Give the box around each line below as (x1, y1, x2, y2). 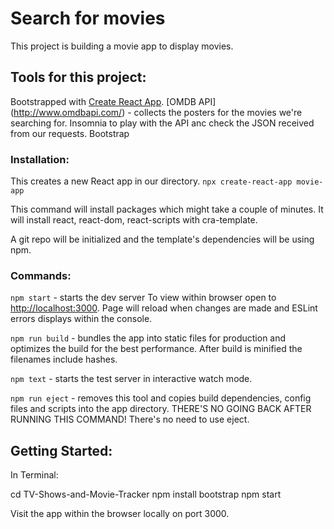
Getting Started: (10, 442, 113, 459)
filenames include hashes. (10, 353, 118, 366)
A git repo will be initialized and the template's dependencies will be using (10, 233, 315, 246)
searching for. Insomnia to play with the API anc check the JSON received (10, 117, 315, 129)
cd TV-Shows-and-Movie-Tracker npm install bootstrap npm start (10, 488, 282, 501)
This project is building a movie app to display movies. (10, 40, 234, 52)
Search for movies (10, 7, 166, 30)
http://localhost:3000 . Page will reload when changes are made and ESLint (10, 302, 318, 314)
